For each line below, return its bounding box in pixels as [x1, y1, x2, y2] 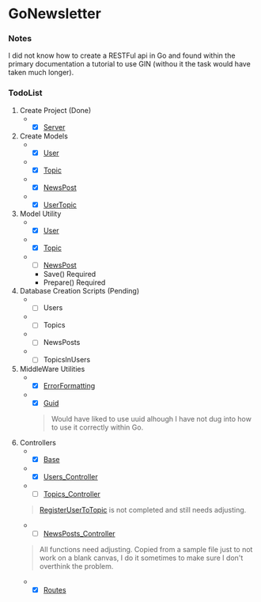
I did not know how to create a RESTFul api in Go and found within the [8, 51, 236, 60]
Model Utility [19, 209, 62, 218]
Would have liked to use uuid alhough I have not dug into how [51, 414, 252, 423]
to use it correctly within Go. [51, 422, 144, 432]
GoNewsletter [8, 5, 101, 23]
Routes [43, 585, 66, 594]
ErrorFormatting [43, 381, 96, 390]
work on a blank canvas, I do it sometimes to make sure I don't [39, 553, 244, 562]
